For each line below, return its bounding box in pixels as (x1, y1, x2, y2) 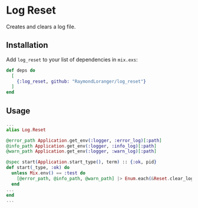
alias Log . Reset (6, 126, 46, 133)
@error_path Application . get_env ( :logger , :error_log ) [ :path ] (6, 137, 162, 144)
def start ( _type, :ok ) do (6, 165, 70, 171)
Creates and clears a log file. (6, 23, 76, 30)
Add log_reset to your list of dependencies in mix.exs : (6, 56, 138, 63)
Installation (6, 40, 48, 50)
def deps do (6, 67, 35, 73)
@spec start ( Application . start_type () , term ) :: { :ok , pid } (6, 159, 157, 165)
